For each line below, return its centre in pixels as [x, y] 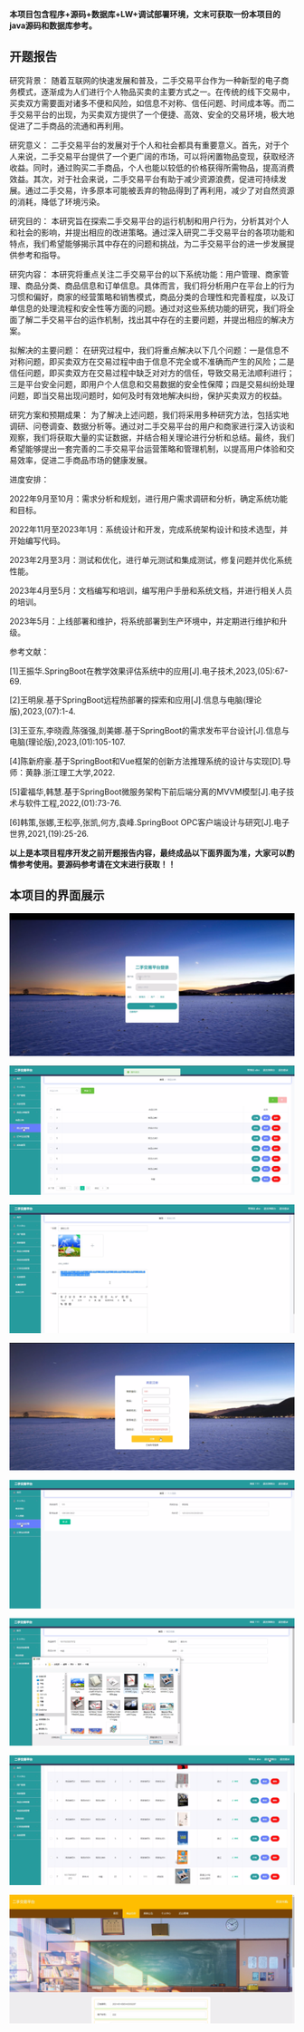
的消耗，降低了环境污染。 [57, 201]
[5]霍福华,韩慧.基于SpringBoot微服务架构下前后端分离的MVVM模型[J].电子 [148, 792]
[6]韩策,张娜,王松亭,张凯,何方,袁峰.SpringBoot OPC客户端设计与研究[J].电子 [149, 822]
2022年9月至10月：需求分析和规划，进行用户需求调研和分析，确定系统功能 [148, 499]
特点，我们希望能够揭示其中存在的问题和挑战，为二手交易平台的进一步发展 [148, 243]
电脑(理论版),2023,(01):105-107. [68, 742]
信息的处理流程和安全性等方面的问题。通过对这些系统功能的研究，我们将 [152, 308]
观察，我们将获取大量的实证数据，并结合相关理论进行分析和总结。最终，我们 [152, 437]
